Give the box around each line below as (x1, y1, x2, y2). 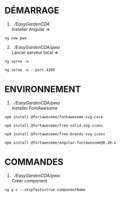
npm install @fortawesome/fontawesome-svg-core (4, 114, 103, 119)
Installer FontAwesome (11, 105, 58, 111)
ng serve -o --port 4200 (4, 67, 55, 72)
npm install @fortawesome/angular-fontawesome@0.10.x (4, 140, 117, 145)
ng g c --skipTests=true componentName (4, 187, 86, 192)
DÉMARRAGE (4, 5, 60, 16)
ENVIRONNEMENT (4, 84, 81, 95)
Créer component (11, 177, 47, 183)
